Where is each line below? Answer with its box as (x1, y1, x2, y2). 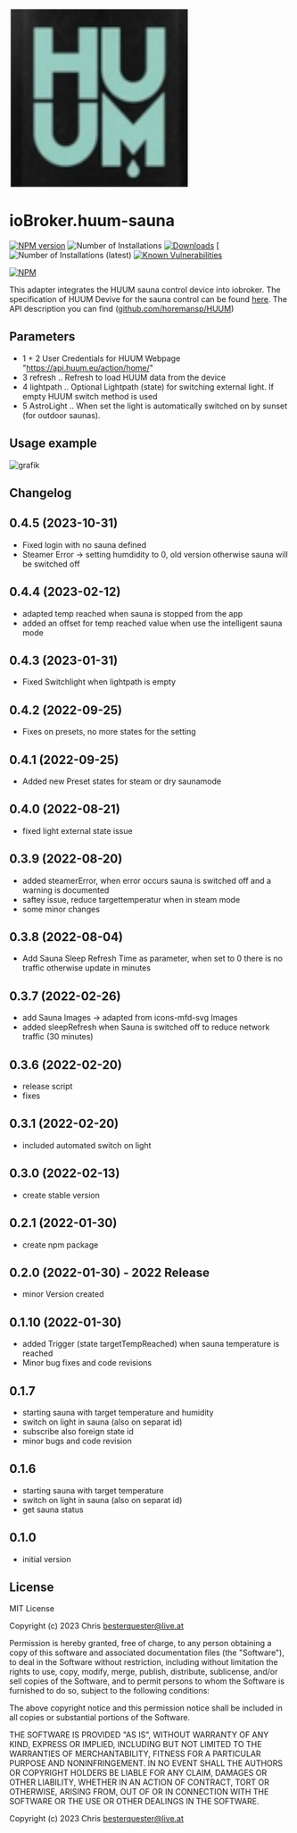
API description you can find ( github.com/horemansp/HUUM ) (9, 303, 235, 314)
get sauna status (21, 1504, 84, 1515)
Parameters (9, 329, 76, 344)
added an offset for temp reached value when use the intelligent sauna (21, 618, 283, 628)
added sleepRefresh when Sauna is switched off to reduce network (21, 1022, 270, 1032)
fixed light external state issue (21, 825, 133, 836)
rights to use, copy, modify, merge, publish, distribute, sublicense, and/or (9, 1667, 278, 1677)
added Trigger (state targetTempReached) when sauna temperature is (21, 1339, 280, 1350)
